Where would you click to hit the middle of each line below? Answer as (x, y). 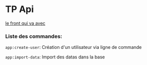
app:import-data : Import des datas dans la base (55, 57)
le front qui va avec (25, 23)
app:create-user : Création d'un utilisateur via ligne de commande (73, 47)
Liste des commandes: (34, 36)
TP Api (20, 9)
